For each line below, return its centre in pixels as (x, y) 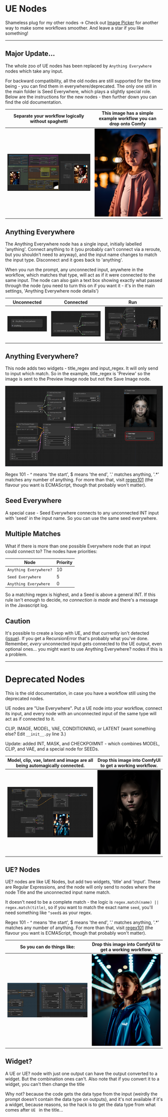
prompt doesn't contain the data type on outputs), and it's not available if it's (84, 1099)
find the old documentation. (34, 102)
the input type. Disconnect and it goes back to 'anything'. (64, 260)
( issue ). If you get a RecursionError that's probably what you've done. (77, 639)
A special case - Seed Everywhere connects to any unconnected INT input (82, 513)
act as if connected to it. (30, 719)
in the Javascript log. (27, 605)
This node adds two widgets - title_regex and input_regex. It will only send (82, 368)
